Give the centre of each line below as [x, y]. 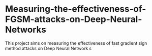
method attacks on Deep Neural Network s [48, 48]
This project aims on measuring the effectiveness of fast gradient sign [76, 43]
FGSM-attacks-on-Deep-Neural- [74, 19]
